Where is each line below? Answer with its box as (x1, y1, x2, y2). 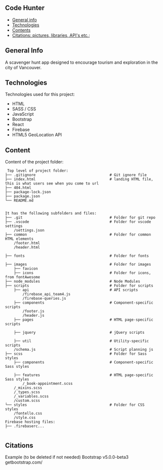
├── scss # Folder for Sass (5, 351, 147, 357)
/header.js (22, 313, 45, 318)
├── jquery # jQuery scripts (14, 330, 145, 335)
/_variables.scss (14, 394, 49, 399)
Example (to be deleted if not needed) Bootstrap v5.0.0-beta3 (5, 454, 129, 460)
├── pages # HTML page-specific (14, 317, 153, 323)
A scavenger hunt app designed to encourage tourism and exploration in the (5, 59, 158, 65)
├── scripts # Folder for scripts (5, 283, 153, 289)
